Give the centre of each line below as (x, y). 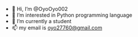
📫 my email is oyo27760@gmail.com (57, 28)
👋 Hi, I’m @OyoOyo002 (40, 9)
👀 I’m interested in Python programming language (72, 15)
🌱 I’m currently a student (42, 21)
